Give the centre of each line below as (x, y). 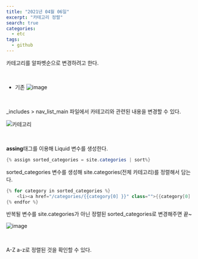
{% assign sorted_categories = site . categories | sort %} (78, 160)
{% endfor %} (22, 202)
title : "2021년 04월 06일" (38, 12)
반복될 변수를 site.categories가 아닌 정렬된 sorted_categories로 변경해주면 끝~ (99, 214)
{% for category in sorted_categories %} (58, 191)
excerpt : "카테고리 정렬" (35, 17)
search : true (22, 23)
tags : (13, 39)
